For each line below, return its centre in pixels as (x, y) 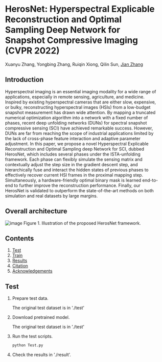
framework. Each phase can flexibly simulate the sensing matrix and (74, 159)
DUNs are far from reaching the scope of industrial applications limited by (79, 133)
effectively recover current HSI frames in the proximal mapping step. (74, 175)
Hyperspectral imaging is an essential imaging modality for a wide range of (81, 91)
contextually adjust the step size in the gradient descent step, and (71, 164)
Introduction (24, 80)
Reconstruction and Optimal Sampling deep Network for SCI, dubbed (75, 149)
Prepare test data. (30, 298)
